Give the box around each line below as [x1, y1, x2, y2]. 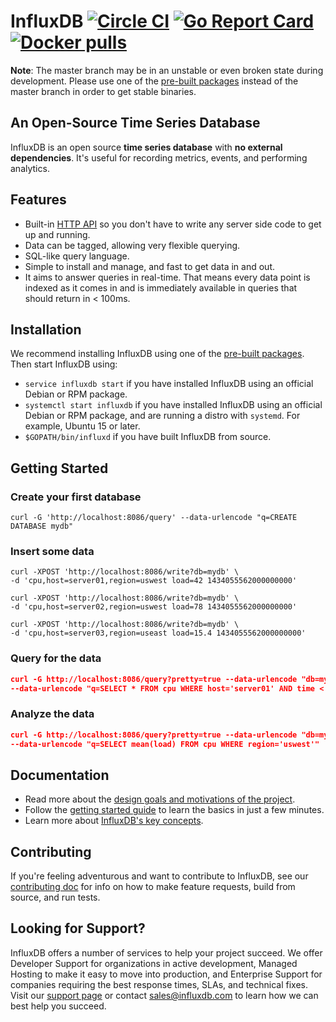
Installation [10, 321, 82, 338]
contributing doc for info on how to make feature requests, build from [10, 881, 296, 893]
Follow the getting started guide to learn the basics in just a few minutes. [24, 804, 325, 816]
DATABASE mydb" [10, 521, 74, 532]
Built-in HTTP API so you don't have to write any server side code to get [24, 218, 322, 230]
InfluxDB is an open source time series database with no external [10, 141, 283, 153]
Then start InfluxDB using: [10, 358, 118, 370]
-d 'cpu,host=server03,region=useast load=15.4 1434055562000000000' [10, 628, 307, 639]
